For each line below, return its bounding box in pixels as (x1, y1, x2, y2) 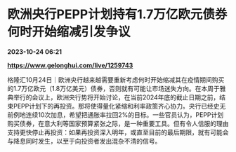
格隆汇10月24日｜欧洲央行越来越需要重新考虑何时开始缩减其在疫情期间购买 (7, 75, 225, 84)
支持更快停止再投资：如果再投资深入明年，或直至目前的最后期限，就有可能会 (7, 127, 229, 137)
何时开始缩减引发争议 (7, 24, 131, 40)
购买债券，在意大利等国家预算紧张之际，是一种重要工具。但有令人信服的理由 (7, 119, 229, 127)
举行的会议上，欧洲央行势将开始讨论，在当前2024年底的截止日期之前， (13, 92, 220, 102)
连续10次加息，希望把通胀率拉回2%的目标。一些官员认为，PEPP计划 (25, 110, 224, 119)
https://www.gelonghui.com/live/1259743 (7, 61, 133, 69)
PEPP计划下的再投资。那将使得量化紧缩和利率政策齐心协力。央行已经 (13, 102, 214, 110)
